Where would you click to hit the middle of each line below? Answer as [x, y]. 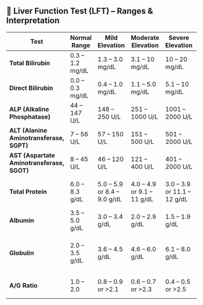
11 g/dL [142, 199]
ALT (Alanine [28, 130]
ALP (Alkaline [29, 109]
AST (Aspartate [32, 155]
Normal [81, 38]
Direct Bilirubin [31, 88]
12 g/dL [177, 199]
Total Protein [28, 191]
